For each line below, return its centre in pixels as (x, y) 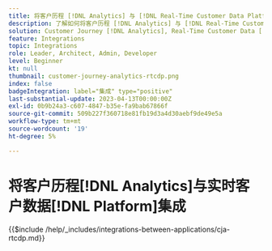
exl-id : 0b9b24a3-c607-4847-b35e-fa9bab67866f (88, 106)
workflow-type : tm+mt (45, 121)
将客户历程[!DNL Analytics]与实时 (122, 186)
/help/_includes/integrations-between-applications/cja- (138, 229)
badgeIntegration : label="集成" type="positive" (91, 91)
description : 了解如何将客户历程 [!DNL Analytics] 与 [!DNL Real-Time (124, 23)
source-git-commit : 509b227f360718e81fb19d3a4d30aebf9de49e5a (115, 114)
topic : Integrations (43, 46)
